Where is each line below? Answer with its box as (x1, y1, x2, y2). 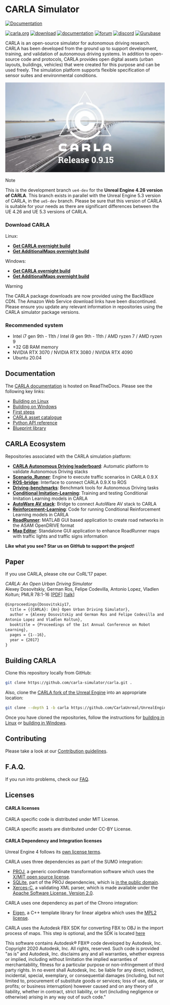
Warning (5, 283, 23, 289)
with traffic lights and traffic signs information (12, 533, 108, 539)
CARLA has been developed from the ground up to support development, (5, 45, 158, 51)
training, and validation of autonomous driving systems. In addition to (5, 51, 150, 57)
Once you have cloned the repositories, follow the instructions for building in (5, 714, 164, 721)
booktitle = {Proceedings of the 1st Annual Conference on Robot (10, 622, 151, 627)
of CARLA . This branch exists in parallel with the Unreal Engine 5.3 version (5, 193, 161, 199)
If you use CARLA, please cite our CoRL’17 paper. (5, 571, 108, 577)
